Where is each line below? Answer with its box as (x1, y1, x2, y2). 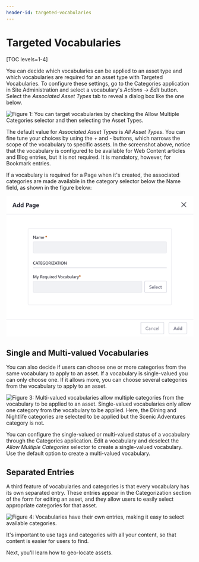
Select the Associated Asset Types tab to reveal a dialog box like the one (6, 92, 185, 99)
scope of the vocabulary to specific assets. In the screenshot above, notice (6, 140, 191, 148)
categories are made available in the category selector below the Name (6, 177, 181, 184)
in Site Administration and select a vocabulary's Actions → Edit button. (6, 86, 179, 93)
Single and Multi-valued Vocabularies (6, 348, 149, 358)
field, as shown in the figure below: (6, 184, 92, 191)
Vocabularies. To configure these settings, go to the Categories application (6, 80, 190, 87)
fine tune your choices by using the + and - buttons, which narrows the (6, 134, 181, 142)
